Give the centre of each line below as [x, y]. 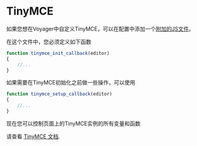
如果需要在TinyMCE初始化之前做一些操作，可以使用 [71, 83]
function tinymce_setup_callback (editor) [59, 94]
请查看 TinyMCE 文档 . [33, 136]
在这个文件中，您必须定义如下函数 [49, 41]
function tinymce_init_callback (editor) [58, 53]
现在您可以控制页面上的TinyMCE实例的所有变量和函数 [73, 123]
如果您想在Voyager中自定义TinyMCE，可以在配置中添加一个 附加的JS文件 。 [100, 29]
